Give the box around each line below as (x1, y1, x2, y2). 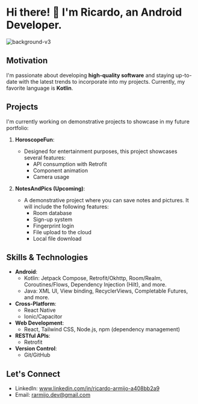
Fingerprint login (32, 222, 74, 229)
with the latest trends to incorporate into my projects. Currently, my (18, 78, 185, 85)
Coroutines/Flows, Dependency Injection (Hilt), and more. (23, 281, 167, 288)
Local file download (32, 235, 82, 242)
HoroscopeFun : (14, 135, 55, 143)
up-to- (175, 72, 192, 79)
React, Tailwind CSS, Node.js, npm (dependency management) (23, 326, 181, 333)
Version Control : (14, 345, 57, 352)
